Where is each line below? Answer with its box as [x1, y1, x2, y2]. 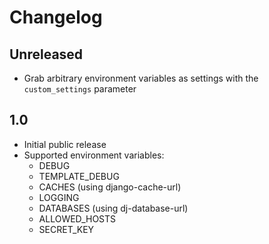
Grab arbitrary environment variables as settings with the [23, 72, 259, 84]
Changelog [9, 6, 103, 29]
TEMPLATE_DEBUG [38, 170, 120, 182]
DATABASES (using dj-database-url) [38, 202, 189, 214]
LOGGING [38, 191, 80, 203]
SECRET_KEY [38, 223, 95, 235]
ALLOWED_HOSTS [38, 212, 117, 225]
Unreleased [9, 46, 84, 63]
